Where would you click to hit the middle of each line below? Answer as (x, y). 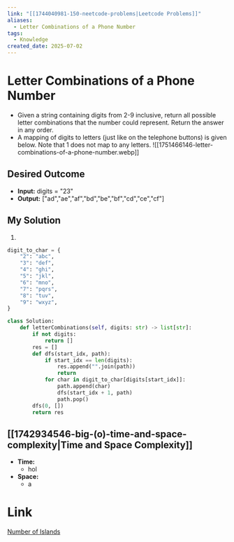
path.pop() (73, 399)
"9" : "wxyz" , (39, 302)
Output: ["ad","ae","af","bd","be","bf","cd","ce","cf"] (91, 198)
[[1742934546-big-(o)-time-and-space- (97, 434)
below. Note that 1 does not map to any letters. (84, 145)
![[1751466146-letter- (183, 145)
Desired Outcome (46, 174)
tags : (15, 33)
